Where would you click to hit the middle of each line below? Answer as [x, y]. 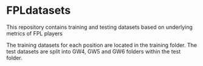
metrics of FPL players [34, 33]
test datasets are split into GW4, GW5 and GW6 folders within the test [94, 51]
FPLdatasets [39, 10]
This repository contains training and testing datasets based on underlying [100, 27]
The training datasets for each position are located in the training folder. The [102, 45]
